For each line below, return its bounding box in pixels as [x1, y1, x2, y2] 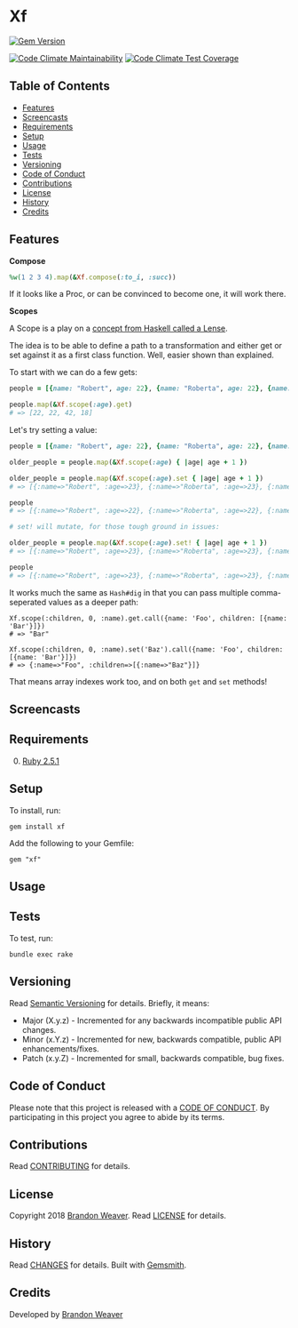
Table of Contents [9, 78, 111, 94]
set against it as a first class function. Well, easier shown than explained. [9, 349, 275, 361]
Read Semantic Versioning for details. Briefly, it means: [9, 997, 210, 1008]
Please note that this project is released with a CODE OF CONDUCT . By [9, 1102, 271, 1113]
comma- [250, 587, 282, 597]
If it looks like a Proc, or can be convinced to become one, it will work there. [9, 289, 286, 300]
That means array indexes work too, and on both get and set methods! [9, 676, 268, 686]
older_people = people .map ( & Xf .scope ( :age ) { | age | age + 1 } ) [9, 458, 248, 467]
